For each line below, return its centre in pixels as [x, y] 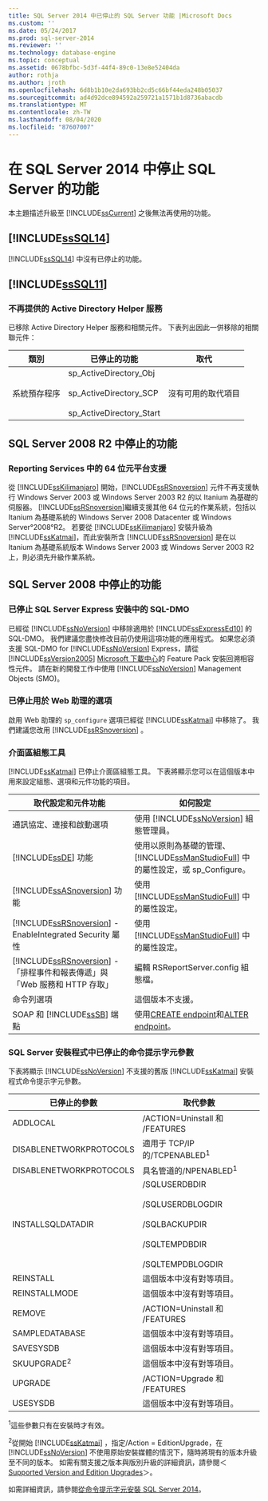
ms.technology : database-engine [62, 53]
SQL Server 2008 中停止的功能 [85, 585]
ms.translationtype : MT [48, 105]
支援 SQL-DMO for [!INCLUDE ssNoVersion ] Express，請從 [104, 648]
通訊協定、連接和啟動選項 [61, 825]
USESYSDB [34, 1403]
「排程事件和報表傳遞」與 [61, 973]
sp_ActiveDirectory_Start [114, 413]
